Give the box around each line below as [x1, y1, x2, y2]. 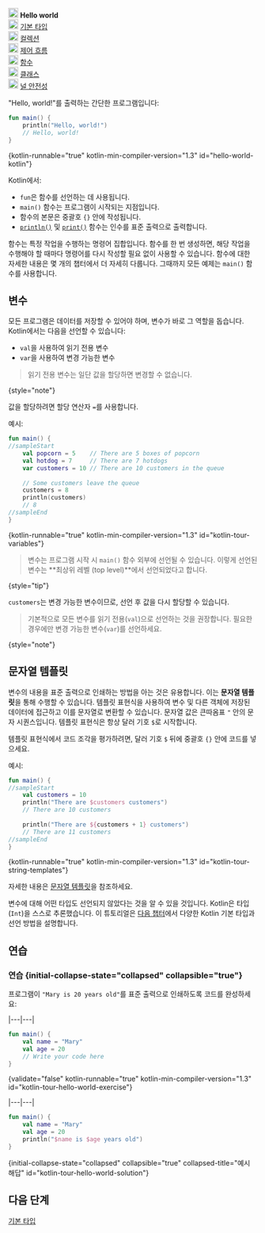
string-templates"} [8, 865, 69, 875]
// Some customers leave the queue [22, 479, 140, 487]
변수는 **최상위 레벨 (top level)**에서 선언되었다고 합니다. [27, 565, 208, 574]
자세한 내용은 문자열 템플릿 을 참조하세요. [8, 882, 133, 891]
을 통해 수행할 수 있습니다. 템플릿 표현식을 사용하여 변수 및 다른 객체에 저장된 [14, 697, 251, 706]
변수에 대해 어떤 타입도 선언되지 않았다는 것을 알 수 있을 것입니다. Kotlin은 [8, 898, 235, 908]
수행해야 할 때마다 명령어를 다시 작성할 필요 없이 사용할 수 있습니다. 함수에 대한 [8, 248, 251, 258]
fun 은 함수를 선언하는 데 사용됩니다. [19, 192, 131, 201]
